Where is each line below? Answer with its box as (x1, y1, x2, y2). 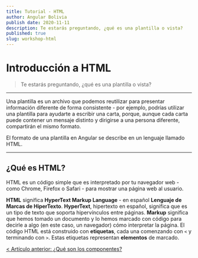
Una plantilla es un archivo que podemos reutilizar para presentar (6, 98, 165, 105)
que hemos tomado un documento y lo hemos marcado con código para (6, 215, 182, 222)
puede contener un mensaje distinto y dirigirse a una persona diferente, (6, 116, 180, 124)
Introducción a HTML (6, 61, 111, 75)
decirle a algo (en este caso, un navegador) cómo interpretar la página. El (6, 221, 185, 229)
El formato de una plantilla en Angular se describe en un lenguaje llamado (6, 134, 185, 141)
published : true (6, 31, 46, 37)
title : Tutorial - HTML (6, 8, 65, 15)
